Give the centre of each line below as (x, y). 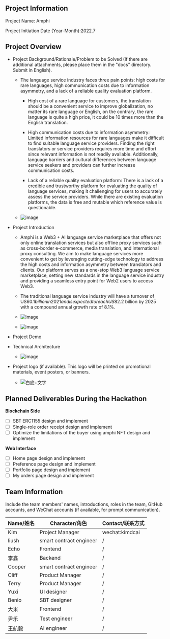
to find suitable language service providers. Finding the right (91, 143)
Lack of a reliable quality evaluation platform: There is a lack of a (96, 180)
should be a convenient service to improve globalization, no (90, 106)
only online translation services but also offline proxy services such (91, 243)
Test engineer (56, 619)
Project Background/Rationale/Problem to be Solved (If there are (80, 59)
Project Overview (33, 47)
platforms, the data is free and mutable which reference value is (95, 202)
